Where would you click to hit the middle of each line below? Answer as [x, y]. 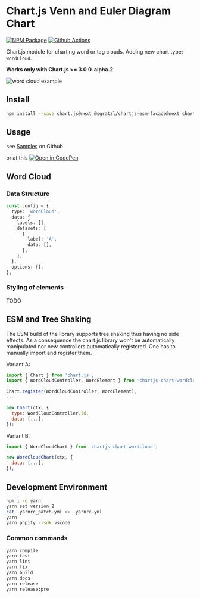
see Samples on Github [35, 147]
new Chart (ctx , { [28, 408]
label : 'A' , [43, 239]
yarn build [20, 573]
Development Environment [57, 487]
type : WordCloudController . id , [50, 413]
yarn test [18, 556]
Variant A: [18, 364]
